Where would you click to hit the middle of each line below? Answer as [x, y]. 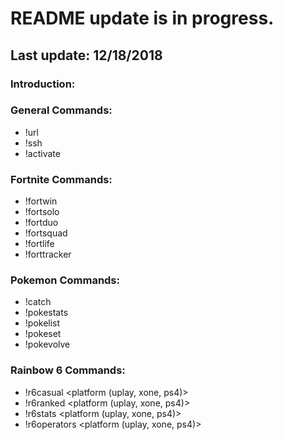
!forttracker [48, 254]
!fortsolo [42, 212]
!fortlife [39, 244]
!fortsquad [46, 233]
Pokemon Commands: [65, 280]
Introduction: [43, 84]
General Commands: [61, 110]
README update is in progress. [142, 18]
